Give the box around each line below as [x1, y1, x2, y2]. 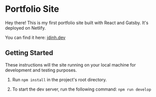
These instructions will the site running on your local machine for [5, 62, 136, 67]
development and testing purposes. [5, 67, 77, 73]
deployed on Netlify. [5, 25, 46, 31]
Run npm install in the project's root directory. [12, 76, 107, 82]
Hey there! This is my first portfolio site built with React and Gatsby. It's [5, 20, 149, 26]
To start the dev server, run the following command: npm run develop [12, 86, 151, 92]
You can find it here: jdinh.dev [5, 34, 66, 40]
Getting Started [5, 49, 53, 57]
